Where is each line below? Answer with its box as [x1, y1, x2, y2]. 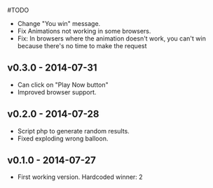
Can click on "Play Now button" [17, 80, 109, 89]
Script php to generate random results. [17, 126, 130, 135]
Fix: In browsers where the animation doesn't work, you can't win [17, 34, 207, 43]
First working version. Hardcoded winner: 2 [17, 173, 143, 181]
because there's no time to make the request [17, 42, 147, 50]
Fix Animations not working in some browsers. [17, 27, 151, 35]
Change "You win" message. [17, 20, 101, 27]
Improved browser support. [17, 87, 97, 96]
